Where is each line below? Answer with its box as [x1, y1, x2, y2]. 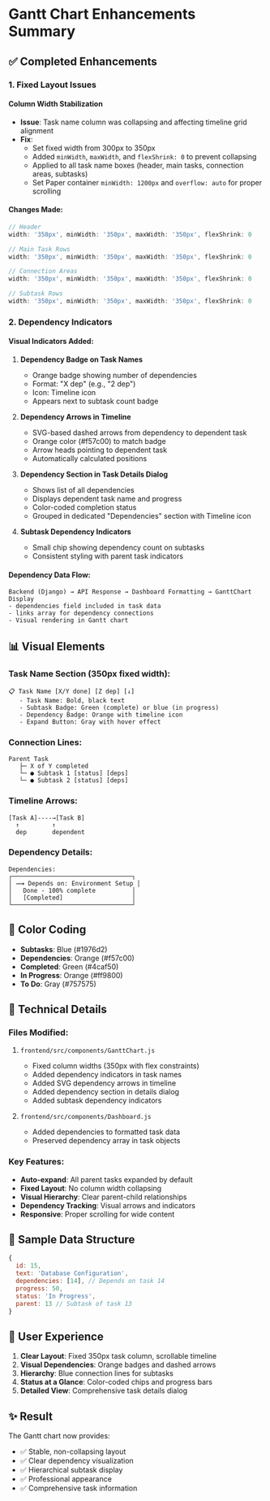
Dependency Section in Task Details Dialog [19, 469, 169, 480]
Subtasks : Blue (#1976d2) [19, 944, 108, 954]
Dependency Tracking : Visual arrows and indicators [19, 1200, 196, 1210]
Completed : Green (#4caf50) [19, 961, 119, 972]
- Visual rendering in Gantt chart [8, 616, 129, 624]
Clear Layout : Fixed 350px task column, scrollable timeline [19, 1351, 217, 1361]
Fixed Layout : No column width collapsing [19, 1183, 162, 1193]
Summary [8, 22, 75, 41]
